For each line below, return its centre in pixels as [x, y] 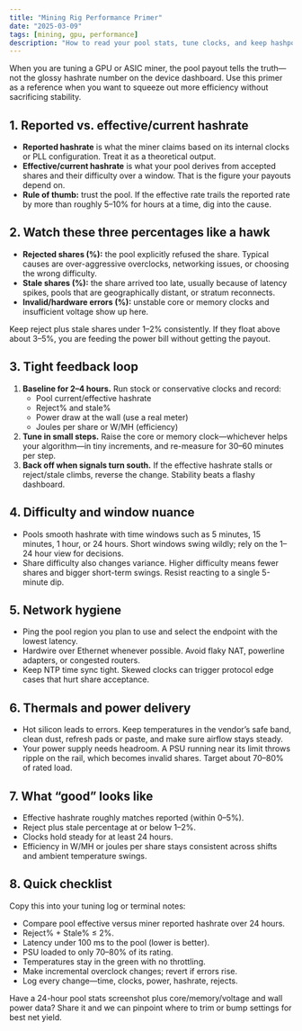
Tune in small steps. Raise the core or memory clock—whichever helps [155, 436]
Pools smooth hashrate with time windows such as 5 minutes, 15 [141, 534]
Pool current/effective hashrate [93, 398]
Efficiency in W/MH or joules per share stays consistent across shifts [150, 846]
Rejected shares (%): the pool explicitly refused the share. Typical [146, 254]
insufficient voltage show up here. [85, 311]
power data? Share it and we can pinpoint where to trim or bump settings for [151, 1008]
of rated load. [47, 768]
